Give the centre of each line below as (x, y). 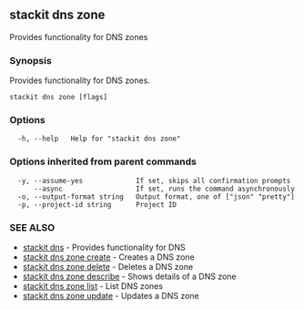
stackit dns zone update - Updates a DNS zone (111, 296)
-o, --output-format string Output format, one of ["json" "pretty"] (157, 196)
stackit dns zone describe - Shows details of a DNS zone (129, 276)
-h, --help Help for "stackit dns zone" (99, 139)
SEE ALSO (32, 227)
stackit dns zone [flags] (58, 98)
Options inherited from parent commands (103, 161)
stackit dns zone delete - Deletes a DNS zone (108, 267)
